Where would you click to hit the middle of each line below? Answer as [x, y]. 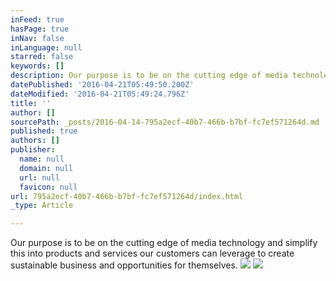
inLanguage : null [46, 47]
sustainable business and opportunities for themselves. [124, 265]
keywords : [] [37, 66]
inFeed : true [37, 19]
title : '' [31, 103]
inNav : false [37, 38]
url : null [39, 177]
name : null [42, 159]
